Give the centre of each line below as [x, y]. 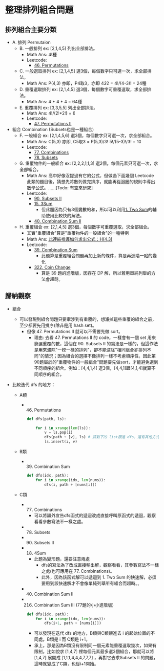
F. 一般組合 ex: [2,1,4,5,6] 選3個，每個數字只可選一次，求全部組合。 [87, 135]
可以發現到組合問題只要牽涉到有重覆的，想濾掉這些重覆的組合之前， [88, 319]
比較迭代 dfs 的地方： [34, 384]
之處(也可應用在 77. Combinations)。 [78, 571]
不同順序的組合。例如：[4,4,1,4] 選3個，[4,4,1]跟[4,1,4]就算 [93, 368]
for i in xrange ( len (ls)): [63, 428]
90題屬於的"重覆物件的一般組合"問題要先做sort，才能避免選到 [96, 362]
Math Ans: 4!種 [42, 55]
